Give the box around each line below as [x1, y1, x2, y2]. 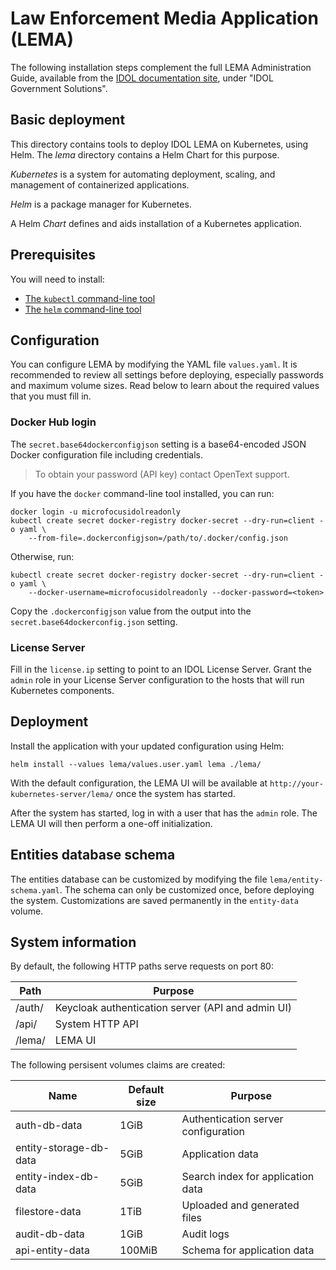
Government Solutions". [10, 82, 108, 94]
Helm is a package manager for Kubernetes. [10, 198, 192, 210]
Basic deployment [10, 112, 126, 129]
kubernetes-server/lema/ [10, 789, 114, 799]
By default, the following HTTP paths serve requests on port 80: [10, 960, 274, 972]
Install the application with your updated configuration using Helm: [10, 740, 285, 752]
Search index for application [181, 1170, 315, 1184]
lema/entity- [269, 875, 324, 885]
